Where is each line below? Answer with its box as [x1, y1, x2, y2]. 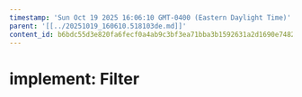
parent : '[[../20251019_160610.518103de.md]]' [9, 22, 187, 31]
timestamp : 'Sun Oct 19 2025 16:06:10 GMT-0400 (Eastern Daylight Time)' [9, 13, 292, 22]
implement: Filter [9, 68, 140, 89]
